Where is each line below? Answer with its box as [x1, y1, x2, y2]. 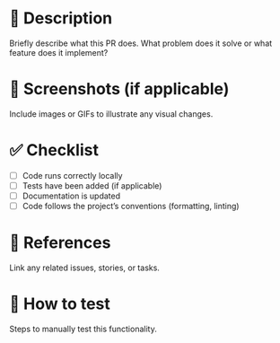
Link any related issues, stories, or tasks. [9, 262, 160, 273]
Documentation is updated [22, 190, 121, 201]
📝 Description [9, 8, 113, 29]
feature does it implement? [9, 47, 109, 57]
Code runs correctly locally [22, 170, 123, 180]
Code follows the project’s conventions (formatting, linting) [22, 201, 240, 211]
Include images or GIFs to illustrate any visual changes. [9, 108, 214, 119]
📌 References [9, 233, 111, 253]
